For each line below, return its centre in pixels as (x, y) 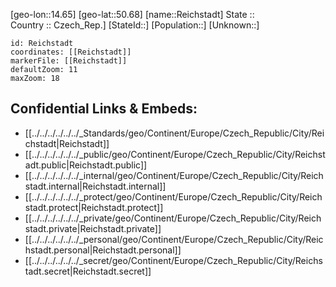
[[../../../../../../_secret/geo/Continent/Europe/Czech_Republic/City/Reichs (173, 260)
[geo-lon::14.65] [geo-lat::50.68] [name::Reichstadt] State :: (132, 14)
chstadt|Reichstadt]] (67, 143)
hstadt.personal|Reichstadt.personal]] (103, 250)
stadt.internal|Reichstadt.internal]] (95, 186)
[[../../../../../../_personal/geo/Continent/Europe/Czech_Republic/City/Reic (174, 239)
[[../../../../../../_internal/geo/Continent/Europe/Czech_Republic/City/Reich (174, 175)
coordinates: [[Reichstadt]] (71, 52)
